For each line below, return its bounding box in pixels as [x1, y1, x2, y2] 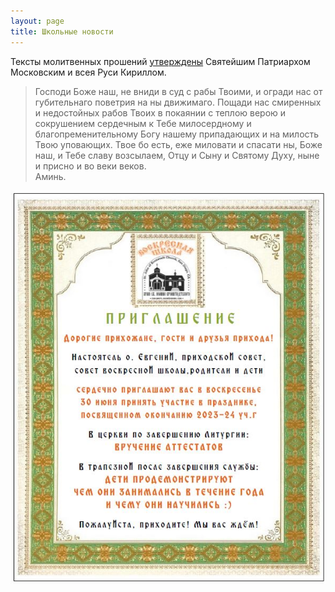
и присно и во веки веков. [34, 160, 147, 172]
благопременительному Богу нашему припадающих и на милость [34, 128, 320, 140]
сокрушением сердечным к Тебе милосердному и [34, 117, 252, 129]
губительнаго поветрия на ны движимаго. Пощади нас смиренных [34, 96, 322, 108]
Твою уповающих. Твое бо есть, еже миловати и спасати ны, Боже [34, 138, 323, 150]
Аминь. [34, 170, 67, 182]
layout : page [10, 16, 65, 26]
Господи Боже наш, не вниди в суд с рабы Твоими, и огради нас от [34, 85, 323, 97]
